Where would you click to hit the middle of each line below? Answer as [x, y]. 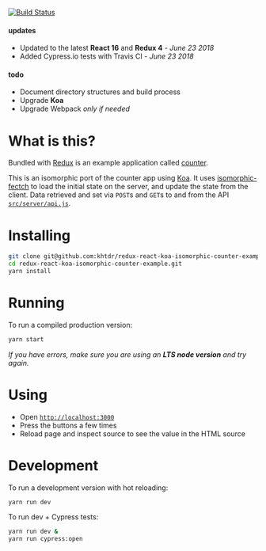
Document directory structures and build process [100, 92]
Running [36, 303]
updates [22, 30]
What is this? [52, 141]
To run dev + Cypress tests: [53, 517]
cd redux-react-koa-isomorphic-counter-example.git [95, 264]
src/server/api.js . [40, 203]
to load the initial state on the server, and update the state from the [139, 187]
